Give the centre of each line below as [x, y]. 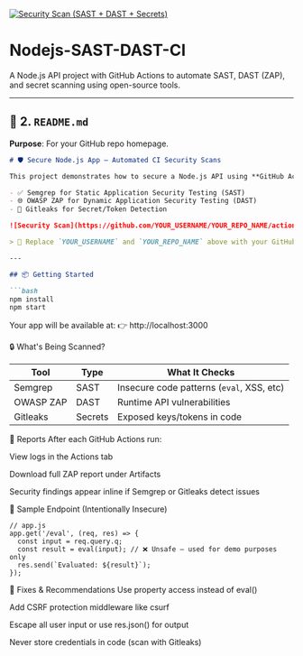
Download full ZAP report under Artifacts [85, 475]
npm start [28, 308]
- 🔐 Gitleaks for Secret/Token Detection [88, 209]
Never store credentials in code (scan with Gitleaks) [106, 642]
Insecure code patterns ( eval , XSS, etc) [201, 388]
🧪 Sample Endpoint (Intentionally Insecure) [88, 509]
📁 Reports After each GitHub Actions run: [86, 439]
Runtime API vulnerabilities [174, 402]
